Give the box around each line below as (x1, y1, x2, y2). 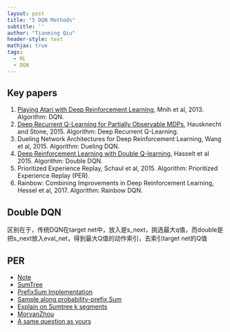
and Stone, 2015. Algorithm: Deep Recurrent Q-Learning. (17, 127, 179, 136)
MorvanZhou (17, 310, 55, 318)
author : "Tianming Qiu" (7, 29, 76, 37)
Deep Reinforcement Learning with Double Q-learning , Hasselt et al (17, 149, 209, 158)
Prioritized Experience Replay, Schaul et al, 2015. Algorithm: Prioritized (17, 164, 218, 173)
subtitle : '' (7, 23, 45, 30)
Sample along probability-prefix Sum (17, 295, 122, 304)
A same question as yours (17, 317, 92, 326)
